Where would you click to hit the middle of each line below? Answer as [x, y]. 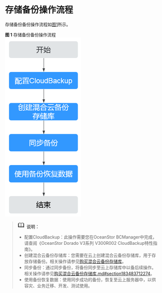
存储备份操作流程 [39, 10]
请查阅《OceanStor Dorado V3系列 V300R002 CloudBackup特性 [89, 243]
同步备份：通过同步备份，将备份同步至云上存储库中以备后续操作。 [90, 267]
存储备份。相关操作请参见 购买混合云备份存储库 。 [77, 261]
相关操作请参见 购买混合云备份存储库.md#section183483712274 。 [89, 274]
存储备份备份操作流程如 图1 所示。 [38, 24]
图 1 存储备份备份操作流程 [31, 35]
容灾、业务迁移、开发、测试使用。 [58, 286]
